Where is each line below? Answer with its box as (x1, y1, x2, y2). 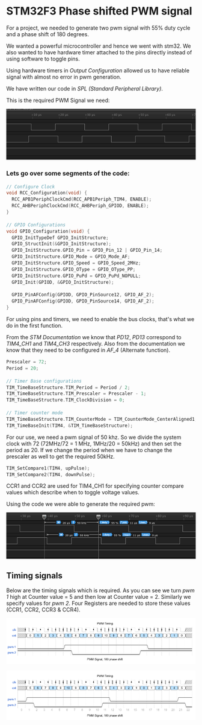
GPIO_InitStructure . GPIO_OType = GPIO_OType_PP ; (11, 266, 136, 272)
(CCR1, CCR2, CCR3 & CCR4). (6, 605, 81, 613)
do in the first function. (6, 322, 63, 330)
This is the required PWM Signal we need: (6, 97, 110, 104)
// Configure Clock (6, 184, 55, 190)
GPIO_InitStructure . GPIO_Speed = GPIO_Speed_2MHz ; (11, 260, 141, 266)
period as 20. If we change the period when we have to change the (6, 446, 173, 453)
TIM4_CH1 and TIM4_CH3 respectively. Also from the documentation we (6, 340, 185, 348)
